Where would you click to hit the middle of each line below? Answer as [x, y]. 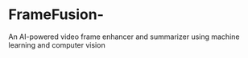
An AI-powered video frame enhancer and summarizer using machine [124, 37]
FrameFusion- [56, 15]
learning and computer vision [57, 44]
